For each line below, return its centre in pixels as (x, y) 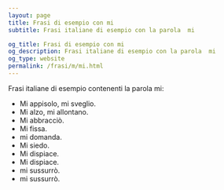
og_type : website (37, 59)
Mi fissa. (33, 128)
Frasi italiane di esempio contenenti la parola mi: (86, 88)
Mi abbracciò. (42, 120)
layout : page (29, 15)
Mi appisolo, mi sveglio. (58, 104)
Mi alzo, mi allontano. (54, 111)
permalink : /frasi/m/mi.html (56, 66)
